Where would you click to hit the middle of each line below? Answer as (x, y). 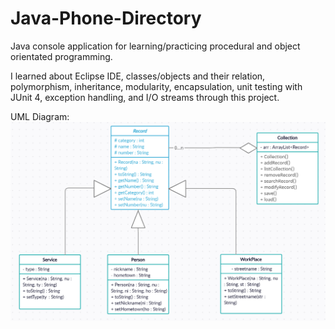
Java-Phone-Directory (106, 18)
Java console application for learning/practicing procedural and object (155, 46)
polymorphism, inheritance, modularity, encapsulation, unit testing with (156, 86)
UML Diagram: (40, 116)
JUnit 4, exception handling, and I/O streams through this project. (145, 97)
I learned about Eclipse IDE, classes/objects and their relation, (138, 76)
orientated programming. (61, 56)
